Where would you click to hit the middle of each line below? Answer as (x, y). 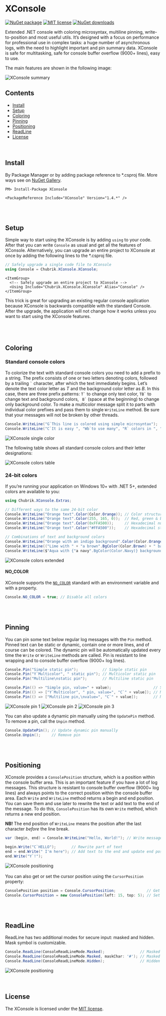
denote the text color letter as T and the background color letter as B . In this (82, 388)
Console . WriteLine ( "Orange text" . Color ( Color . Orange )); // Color (74, 514)
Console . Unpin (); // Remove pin (43, 735)
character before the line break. (37, 829)
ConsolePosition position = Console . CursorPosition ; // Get (83, 890)
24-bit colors (21, 475)
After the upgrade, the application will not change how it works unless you (81, 311)
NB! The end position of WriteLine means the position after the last (73, 824)
